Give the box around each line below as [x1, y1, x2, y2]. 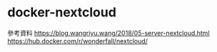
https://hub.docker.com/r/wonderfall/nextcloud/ [7, 36, 148, 45]
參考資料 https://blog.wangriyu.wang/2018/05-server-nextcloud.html [7, 28, 210, 37]
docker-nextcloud [7, 4, 116, 21]
